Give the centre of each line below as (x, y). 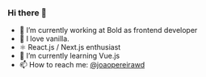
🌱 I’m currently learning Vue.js (69, 56)
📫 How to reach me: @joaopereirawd (82, 65)
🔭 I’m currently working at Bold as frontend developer (108, 30)
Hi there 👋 (27, 13)
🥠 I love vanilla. (44, 38)
